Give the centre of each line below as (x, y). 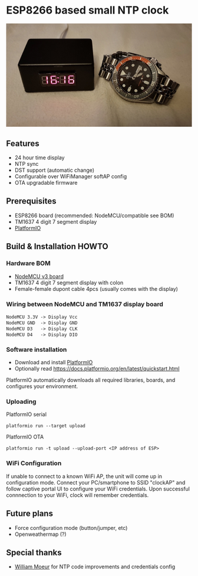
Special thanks (34, 552)
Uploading (21, 402)
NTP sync (27, 164)
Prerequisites (31, 201)
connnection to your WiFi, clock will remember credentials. (77, 495)
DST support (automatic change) (55, 170)
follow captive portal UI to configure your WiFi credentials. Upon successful (98, 489)
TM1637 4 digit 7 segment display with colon (69, 282)
